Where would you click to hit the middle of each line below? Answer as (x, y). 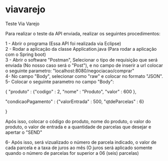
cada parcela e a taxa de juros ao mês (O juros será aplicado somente (79, 148)
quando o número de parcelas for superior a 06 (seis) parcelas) (72, 153)
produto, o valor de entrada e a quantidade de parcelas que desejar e (78, 127)
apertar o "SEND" (24, 132)
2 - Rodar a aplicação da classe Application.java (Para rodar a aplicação (81, 49)
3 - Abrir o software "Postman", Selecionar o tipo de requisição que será (81, 59)
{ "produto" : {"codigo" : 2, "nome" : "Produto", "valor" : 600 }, (71, 91)
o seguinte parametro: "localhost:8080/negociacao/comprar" (70, 71)
